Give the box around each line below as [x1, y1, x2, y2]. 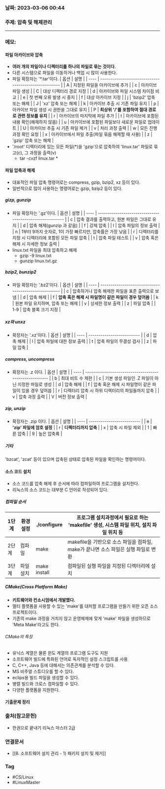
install [36, 569, 50, 576]
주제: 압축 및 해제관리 [5, 19, 53, 26]
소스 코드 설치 [5, 468, 31, 474]
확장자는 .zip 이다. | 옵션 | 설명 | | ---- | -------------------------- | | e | [12, 418, 152, 424]
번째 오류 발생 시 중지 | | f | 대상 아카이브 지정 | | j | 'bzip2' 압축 [34, 95, 156, 101]
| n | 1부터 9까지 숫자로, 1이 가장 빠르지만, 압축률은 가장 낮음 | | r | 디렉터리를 [12, 228, 159, 235]
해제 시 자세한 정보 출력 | [12, 240, 60, 247]
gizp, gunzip [5, 197, 31, 203]
